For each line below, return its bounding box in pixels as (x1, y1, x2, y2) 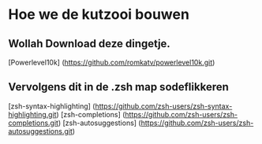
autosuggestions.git (8, 126, 73, 135)
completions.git (8, 118, 59, 127)
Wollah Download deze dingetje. (8, 37, 171, 50)
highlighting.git (8, 109, 57, 119)
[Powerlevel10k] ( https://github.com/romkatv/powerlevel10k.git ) (8, 57, 215, 67)
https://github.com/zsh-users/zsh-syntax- (94, 101, 233, 111)
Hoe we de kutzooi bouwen (8, 6, 189, 24)
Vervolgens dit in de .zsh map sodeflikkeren (8, 80, 229, 94)
